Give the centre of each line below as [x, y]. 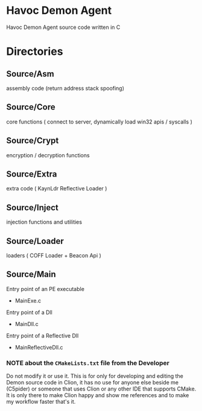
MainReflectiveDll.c [39, 347]
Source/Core [31, 107]
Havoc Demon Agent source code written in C [63, 27]
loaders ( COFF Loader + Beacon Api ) [54, 256]
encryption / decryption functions [48, 155]
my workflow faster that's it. [41, 402]
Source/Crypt [33, 141]
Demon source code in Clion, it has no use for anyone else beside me [93, 383]
